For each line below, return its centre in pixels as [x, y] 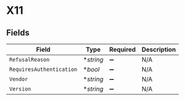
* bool [92, 69]
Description [158, 50]
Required [123, 50]
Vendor [19, 79]
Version [20, 89]
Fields [18, 33]
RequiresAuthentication [43, 69]
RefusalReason [30, 60]
